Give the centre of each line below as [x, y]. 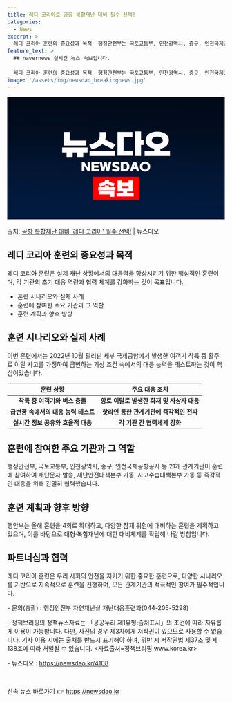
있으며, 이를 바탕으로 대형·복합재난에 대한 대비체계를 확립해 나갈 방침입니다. [108, 534]
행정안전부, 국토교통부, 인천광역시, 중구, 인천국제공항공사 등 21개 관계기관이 [109, 466]
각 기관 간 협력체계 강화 [150, 422]
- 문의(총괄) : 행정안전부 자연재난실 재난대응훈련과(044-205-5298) [98, 607]
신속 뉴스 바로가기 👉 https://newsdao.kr [64, 691]
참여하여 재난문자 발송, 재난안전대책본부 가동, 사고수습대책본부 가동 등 [108, 475]
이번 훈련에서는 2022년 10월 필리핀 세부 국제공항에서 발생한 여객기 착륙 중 [107, 355]
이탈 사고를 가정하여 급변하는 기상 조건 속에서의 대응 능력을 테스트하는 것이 [115, 364]
